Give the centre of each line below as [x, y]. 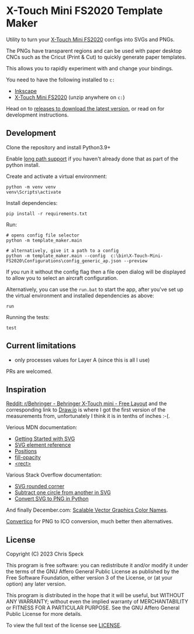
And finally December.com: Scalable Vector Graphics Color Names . [87, 510]
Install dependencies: [32, 203]
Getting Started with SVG [45, 439]
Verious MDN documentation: [42, 427]
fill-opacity [27, 457]
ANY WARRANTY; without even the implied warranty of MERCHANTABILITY [97, 602]
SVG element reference [43, 445]
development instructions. [37, 115]
